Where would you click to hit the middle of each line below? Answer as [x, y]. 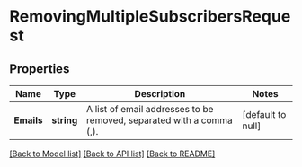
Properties [40, 69]
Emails [28, 120]
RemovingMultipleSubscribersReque [150, 17]
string [65, 120]
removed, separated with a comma [160, 120]
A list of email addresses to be [150, 109]
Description [160, 94]
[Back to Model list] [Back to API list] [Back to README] [112, 154]
